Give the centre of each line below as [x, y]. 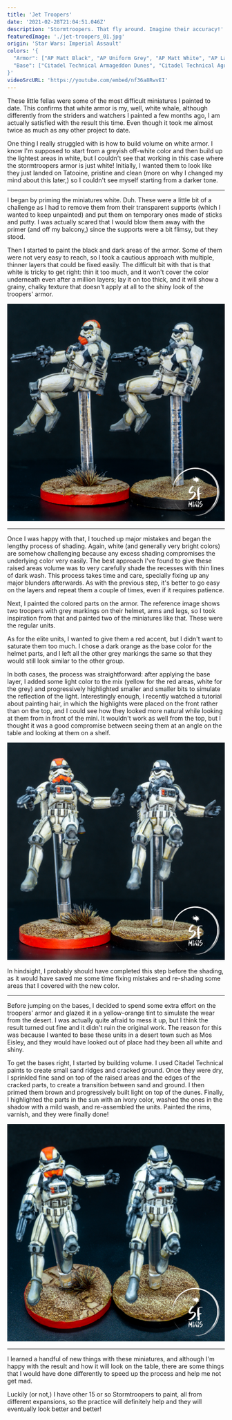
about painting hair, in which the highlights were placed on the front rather [113, 703]
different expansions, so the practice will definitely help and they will [105, 1401]
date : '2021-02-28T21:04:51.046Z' [57, 22]
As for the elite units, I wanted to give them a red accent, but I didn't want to [115, 639]
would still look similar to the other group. [66, 661]
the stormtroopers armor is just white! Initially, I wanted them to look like [109, 165]
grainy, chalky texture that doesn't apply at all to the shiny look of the [105, 286]
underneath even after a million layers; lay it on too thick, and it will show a [113, 279]
